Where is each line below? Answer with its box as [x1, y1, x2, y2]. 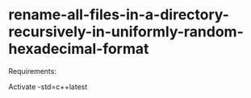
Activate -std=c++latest [8, 82, 88, 92]
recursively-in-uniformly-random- [8, 22, 245, 41]
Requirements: [8, 66, 56, 76]
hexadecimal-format [8, 40, 149, 58]
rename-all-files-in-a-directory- [8, 6, 230, 24]
